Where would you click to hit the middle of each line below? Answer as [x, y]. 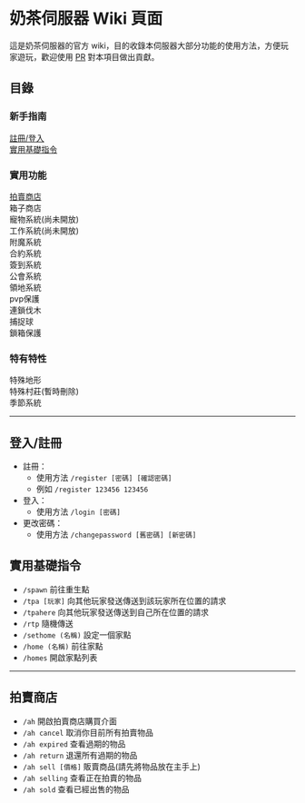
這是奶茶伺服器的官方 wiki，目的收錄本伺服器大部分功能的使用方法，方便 [145, 45]
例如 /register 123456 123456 [92, 489]
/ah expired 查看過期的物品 [74, 744]
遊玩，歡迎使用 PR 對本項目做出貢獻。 [88, 56]
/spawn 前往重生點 [56, 589]
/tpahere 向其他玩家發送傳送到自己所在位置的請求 [116, 612]
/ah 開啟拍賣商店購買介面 [70, 721]
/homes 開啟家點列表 [60, 657]
